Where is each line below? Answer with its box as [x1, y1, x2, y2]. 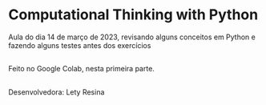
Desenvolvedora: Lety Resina [8, 87, 105, 97]
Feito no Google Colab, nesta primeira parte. [8, 64, 155, 74]
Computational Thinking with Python [8, 6, 259, 24]
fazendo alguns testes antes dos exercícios [8, 40, 151, 50]
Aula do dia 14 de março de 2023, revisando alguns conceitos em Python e [8, 32, 256, 42]
